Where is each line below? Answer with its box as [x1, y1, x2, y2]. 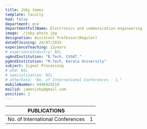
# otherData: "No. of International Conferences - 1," [5, 77, 122, 82]
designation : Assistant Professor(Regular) [5, 36, 98, 41]
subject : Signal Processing [5, 63, 64, 68]
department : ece [5, 21, 39, 27]
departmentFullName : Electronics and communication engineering [5, 26, 142, 31]
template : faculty [5, 12, 44, 17]
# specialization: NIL [5, 73, 53, 78]
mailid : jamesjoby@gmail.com [5, 86, 66, 92]
